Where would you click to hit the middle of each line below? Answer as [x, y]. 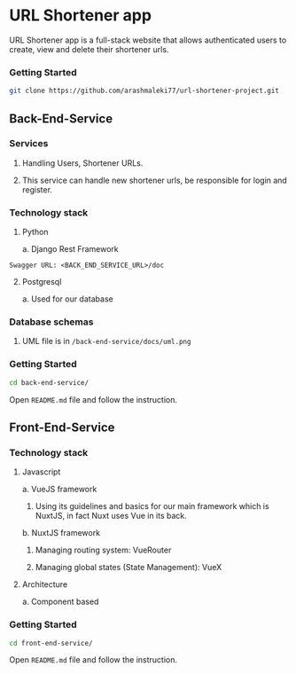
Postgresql [42, 282]
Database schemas [51, 322]
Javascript [41, 472]
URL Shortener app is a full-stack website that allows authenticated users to [148, 40]
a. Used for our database [67, 299]
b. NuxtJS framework [61, 533]
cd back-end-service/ [49, 382]
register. [37, 189]
